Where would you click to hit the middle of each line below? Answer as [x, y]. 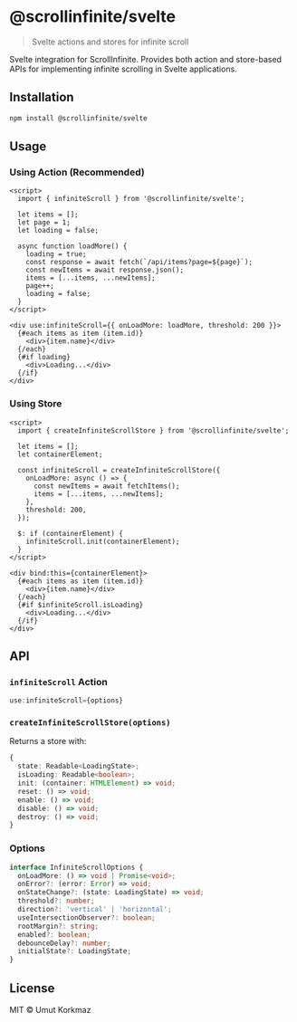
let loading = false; [58, 231]
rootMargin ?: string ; [58, 926]
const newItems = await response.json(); [105, 270]
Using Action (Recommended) [77, 172]
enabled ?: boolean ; [54, 934]
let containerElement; [60, 454]
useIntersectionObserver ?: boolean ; [86, 917]
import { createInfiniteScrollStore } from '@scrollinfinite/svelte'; [153, 430]
